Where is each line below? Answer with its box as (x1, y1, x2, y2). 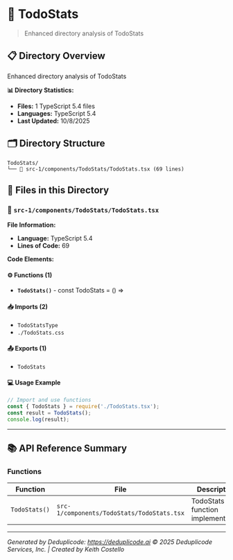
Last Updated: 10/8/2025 (17, 116, 90, 125)
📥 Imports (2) (7, 303, 49, 311)
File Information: (7, 221, 56, 229)
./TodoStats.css (17, 329, 64, 336)
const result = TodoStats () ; (7, 409, 92, 417)
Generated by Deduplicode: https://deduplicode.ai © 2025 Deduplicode (7, 538, 213, 546)
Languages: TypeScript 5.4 (17, 109, 96, 117)
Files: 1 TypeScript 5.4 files (17, 102, 96, 110)
